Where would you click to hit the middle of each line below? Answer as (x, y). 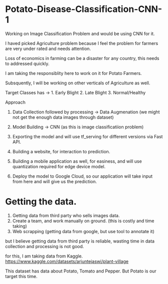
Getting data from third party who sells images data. (66, 215)
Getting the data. (41, 202)
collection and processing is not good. (44, 246)
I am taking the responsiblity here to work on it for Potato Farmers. (73, 73)
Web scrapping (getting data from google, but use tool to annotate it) (83, 231)
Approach (15, 102)
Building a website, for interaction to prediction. (61, 151)
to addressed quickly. (27, 63)
